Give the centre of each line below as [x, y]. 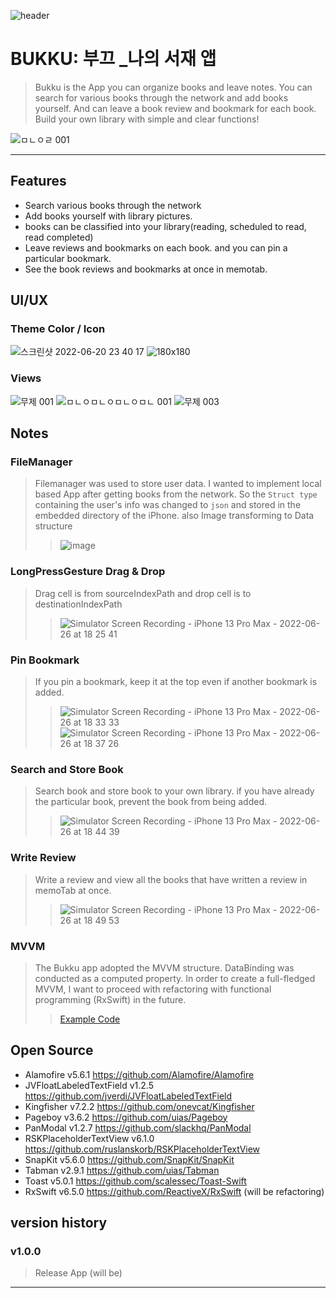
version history [59, 1223]
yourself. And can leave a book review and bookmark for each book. [175, 108]
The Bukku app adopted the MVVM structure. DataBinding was [164, 967]
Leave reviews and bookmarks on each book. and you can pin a [156, 247]
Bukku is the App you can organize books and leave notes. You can [173, 87]
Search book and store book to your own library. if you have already [174, 791]
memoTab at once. [73, 890]
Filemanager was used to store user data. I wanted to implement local [178, 484]
